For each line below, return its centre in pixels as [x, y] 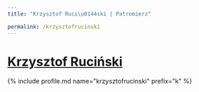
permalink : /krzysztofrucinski [54, 27]
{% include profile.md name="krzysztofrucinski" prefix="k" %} [100, 81]
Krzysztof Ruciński [65, 62]
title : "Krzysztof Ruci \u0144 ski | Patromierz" [80, 14]
